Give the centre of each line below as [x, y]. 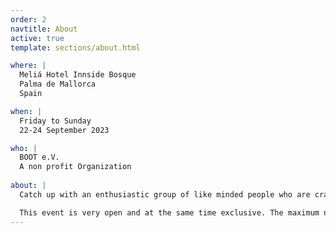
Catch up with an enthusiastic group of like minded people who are [165, 194]
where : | [28, 66]
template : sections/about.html [75, 47]
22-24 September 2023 [64, 130]
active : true [37, 38]
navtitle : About [44, 29]
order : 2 [28, 19]
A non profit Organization [75, 167]
